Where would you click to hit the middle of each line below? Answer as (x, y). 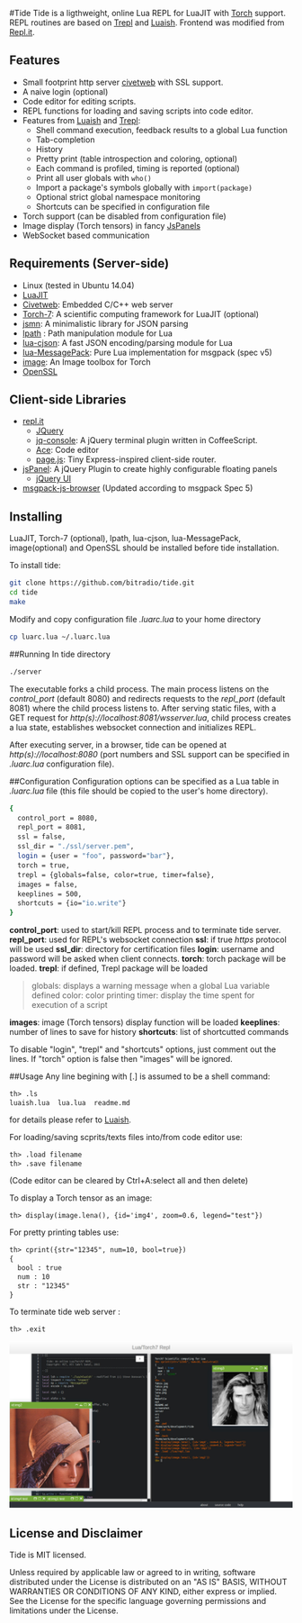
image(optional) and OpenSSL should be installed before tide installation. (144, 548)
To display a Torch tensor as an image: (81, 1198)
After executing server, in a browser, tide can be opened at (118, 744)
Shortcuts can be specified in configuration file (123, 206)
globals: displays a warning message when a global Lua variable (151, 986)
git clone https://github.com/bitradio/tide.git (102, 583)
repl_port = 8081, (52, 828)
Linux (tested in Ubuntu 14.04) (78, 285)
